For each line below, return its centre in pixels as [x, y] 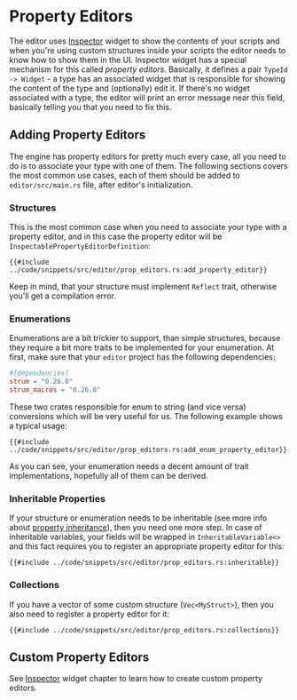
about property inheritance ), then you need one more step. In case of [136, 528]
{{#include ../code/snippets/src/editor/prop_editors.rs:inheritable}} [144, 563]
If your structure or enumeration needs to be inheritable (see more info [138, 518]
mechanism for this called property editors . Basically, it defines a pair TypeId [148, 69]
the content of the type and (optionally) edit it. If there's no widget [130, 88]
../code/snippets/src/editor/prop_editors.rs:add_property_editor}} [138, 270]
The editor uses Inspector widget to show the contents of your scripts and [145, 41]
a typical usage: [39, 426]
